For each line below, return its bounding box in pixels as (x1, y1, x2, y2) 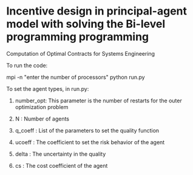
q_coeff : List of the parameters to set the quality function (15, 127, 160, 134)
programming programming (6, 30, 149, 44)
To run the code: (6, 62, 48, 69)
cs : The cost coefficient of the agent (15, 162, 108, 169)
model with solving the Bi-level (6, 17, 166, 31)
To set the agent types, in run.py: (6, 85, 89, 92)
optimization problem (15, 103, 69, 110)
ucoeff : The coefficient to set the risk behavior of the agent (15, 138, 165, 146)
